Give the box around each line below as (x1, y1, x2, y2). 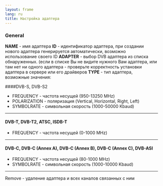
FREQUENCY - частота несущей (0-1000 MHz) (12, 130, 108, 135)
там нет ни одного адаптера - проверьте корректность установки (5, 64, 142, 69)
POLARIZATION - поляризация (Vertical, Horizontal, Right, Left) (12, 98, 140, 104)
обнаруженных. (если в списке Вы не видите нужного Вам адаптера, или (5, 59, 157, 65)
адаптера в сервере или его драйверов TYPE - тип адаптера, (5, 69, 133, 75)
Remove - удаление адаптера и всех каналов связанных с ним (5, 175, 135, 181)
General (5, 32, 24, 39)
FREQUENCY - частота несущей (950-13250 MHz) (12, 93, 115, 99)
